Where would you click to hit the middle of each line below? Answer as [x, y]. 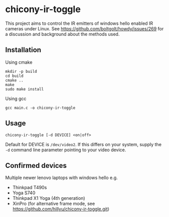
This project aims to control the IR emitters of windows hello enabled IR [79, 23]
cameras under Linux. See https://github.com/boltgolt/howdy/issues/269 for [84, 28]
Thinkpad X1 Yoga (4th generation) [49, 198]
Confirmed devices [36, 165]
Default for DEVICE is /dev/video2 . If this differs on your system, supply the [83, 144]
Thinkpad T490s [30, 188]
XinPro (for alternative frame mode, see [53, 204]
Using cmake [19, 62]
